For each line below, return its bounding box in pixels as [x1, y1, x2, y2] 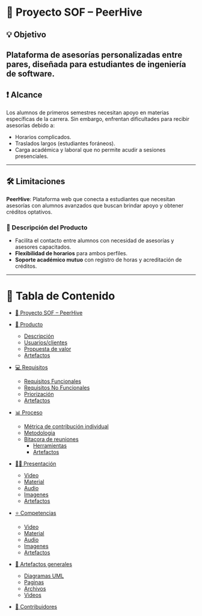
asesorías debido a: [6, 122, 55, 129]
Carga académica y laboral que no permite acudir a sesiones [14, 146, 166, 153]
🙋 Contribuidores [14, 603, 57, 610]
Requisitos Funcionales [23, 378, 81, 385]
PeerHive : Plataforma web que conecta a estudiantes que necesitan [6, 195, 176, 202]
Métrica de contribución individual [23, 423, 109, 430]
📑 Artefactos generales [14, 560, 72, 568]
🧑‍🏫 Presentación [14, 460, 57, 467]
